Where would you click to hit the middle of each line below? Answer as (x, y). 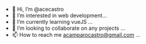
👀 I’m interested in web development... (59, 15)
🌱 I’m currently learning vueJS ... (52, 22)
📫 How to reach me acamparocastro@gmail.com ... (76, 35)
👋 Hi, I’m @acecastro (38, 9)
